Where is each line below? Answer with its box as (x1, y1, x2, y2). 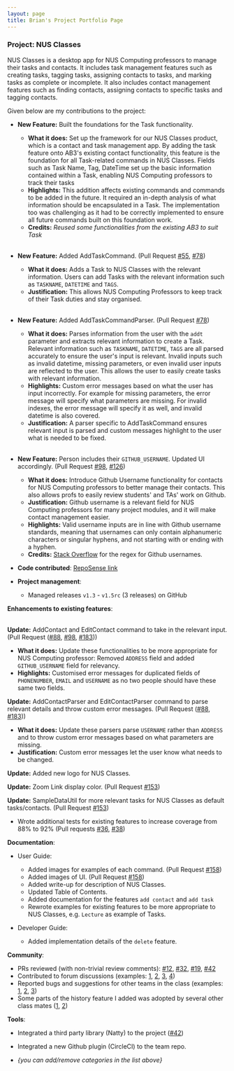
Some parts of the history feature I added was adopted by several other (17, 994, 224, 1002)
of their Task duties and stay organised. (27, 295, 142, 303)
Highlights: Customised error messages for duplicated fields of (17, 668, 200, 677)
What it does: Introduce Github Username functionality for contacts (27, 476, 224, 484)
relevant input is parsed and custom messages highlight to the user (27, 426, 222, 434)
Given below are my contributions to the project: (7, 106, 147, 115)
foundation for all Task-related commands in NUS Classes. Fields (27, 156, 215, 165)
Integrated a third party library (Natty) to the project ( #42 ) (17, 1028, 184, 1037)
